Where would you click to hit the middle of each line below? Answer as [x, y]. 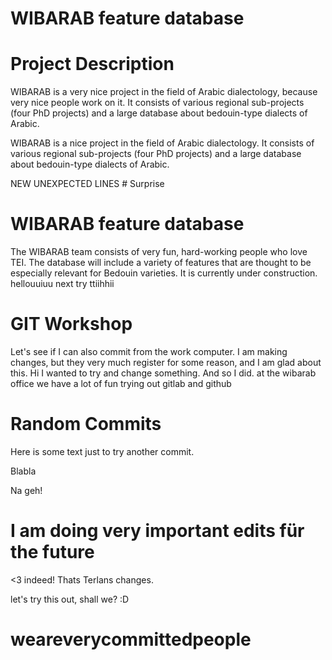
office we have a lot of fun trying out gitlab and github [121, 383]
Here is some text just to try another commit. [102, 451]
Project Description [92, 64]
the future [52, 552]
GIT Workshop [71, 324]
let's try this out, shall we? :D [70, 599]
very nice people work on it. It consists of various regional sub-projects [157, 103]
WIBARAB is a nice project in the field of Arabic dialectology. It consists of [162, 143]
